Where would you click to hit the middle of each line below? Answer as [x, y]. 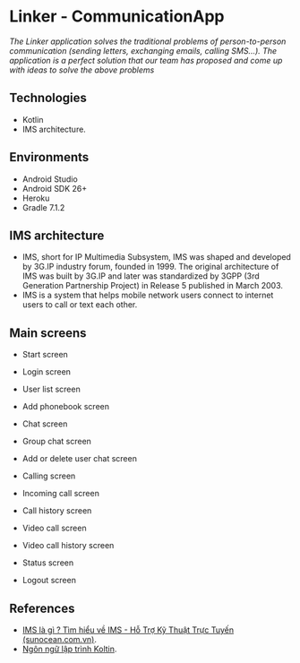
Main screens [48, 333]
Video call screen [54, 528]
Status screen [48, 563]
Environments [49, 157]
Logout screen [49, 581]
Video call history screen [68, 546]
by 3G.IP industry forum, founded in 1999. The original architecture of [150, 267]
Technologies [48, 98]
